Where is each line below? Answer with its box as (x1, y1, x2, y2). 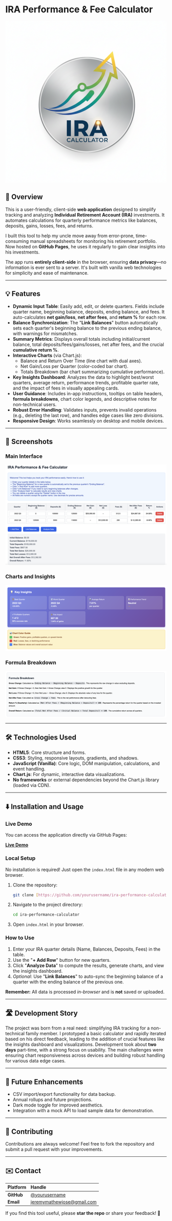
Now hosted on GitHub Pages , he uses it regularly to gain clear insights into (5, 243, 165, 249)
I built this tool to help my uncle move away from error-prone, (5, 232, 135, 239)
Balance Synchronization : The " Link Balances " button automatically (12, 319, 158, 325)
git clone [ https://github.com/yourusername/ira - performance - (12, 892, 148, 898)
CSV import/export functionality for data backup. (12, 1091, 116, 1097)
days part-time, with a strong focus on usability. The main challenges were (5, 1047, 163, 1053)
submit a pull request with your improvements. (5, 1146, 103, 1153)
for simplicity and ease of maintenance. (5, 269, 89, 276)
